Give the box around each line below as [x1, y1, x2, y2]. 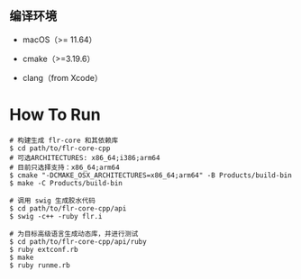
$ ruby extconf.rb [9, 245, 78, 254]
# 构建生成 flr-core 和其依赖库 [9, 136, 119, 145]
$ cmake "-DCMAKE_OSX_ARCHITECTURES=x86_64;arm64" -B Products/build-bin [9, 170, 293, 180]
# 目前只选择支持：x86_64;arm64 [9, 163, 120, 172]
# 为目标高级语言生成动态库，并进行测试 [9, 229, 139, 238]
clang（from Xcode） [22, 72, 103, 83]
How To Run [9, 104, 101, 124]
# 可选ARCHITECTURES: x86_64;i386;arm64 [9, 153, 160, 162]
